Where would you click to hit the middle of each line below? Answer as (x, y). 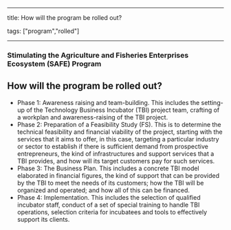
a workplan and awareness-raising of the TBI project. (92, 117)
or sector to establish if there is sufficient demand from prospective (112, 146)
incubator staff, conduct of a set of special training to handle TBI (108, 205)
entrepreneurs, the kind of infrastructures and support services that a (115, 153)
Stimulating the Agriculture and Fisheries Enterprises (98, 55)
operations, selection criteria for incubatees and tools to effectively (112, 212)
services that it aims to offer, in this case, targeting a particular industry (118, 139)
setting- (212, 102)
